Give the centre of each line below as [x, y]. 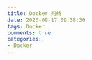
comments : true [29, 33]
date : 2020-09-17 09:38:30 [46, 20]
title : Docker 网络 [34, 13]
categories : [24, 39]
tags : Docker [26, 26]
